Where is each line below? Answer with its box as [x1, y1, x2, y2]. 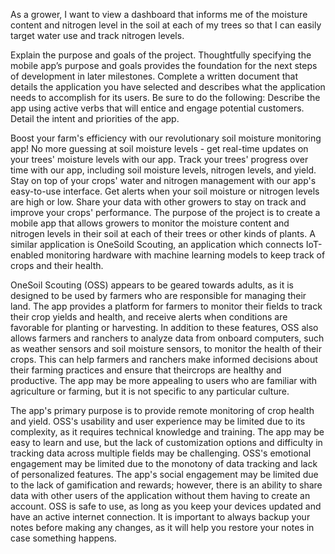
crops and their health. [10, 260, 104, 271]
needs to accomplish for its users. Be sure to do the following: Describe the [10, 92, 321, 103]
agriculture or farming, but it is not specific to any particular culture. [10, 385, 290, 397]
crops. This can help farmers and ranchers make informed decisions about [10, 354, 318, 365]
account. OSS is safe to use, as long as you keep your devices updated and [10, 500, 322, 512]
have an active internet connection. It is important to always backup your [10, 511, 311, 523]
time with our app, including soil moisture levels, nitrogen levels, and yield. [10, 164, 317, 176]
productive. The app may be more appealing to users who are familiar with [10, 375, 318, 386]
